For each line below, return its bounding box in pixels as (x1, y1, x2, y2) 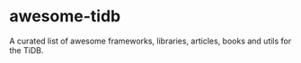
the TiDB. (9, 44, 44, 55)
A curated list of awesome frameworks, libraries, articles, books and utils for (9, 35, 292, 46)
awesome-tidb (9, 6, 121, 27)
